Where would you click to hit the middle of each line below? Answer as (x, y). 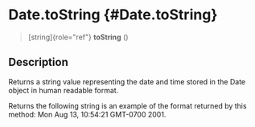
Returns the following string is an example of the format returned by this (127, 105)
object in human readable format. (64, 90)
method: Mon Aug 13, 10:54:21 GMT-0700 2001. (87, 114)
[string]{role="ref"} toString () (78, 37)
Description (38, 62)
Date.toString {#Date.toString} (113, 15)
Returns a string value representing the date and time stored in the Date (127, 81)
